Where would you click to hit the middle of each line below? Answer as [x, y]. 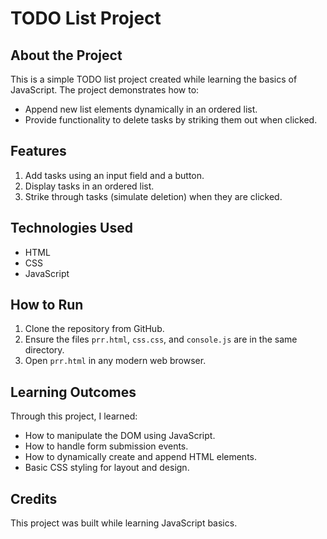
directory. [44, 350]
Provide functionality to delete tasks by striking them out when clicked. [171, 120]
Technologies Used [71, 228]
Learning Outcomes [73, 392]
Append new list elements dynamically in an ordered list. [141, 109]
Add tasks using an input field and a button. [114, 175]
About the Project [66, 55]
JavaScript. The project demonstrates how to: [105, 90]
